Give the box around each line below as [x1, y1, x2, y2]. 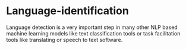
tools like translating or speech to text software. [6, 36, 123, 43]
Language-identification [6, 4, 129, 18]
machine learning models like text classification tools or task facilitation [6, 30, 181, 37]
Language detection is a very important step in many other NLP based [6, 24, 178, 31]
